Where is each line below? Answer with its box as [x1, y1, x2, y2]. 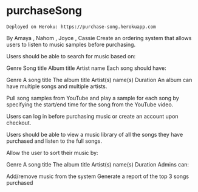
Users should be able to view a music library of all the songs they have [6, 131, 183, 138]
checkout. [6, 119, 32, 126]
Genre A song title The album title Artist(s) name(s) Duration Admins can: [6, 160, 189, 168]
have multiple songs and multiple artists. [6, 83, 108, 90]
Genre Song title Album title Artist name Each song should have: [6, 64, 166, 72]
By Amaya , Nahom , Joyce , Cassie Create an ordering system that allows [6, 34, 192, 41]
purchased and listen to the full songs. [6, 137, 102, 145]
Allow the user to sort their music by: [6, 149, 98, 156]
